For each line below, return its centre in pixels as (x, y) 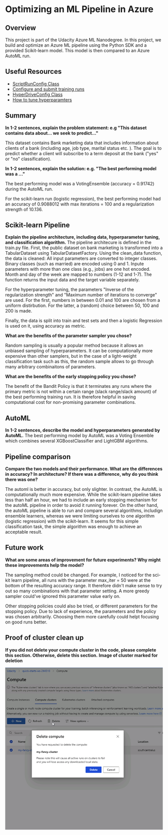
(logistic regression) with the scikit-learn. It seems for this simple (72, 521)
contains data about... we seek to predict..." (52, 133)
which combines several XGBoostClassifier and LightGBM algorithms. (77, 441)
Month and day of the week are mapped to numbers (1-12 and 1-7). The (78, 274)
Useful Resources (33, 72)
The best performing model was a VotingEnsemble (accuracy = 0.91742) (80, 183)
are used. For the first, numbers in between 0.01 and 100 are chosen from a (83, 300)
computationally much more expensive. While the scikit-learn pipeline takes (83, 495)
